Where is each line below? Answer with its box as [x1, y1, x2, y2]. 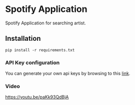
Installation [5, 34, 41, 43]
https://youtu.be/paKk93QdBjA [5, 94, 69, 100]
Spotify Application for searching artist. [5, 20, 86, 26]
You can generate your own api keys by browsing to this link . [5, 71, 130, 77]
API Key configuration [5, 59, 60, 66]
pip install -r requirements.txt [5, 47, 75, 53]
